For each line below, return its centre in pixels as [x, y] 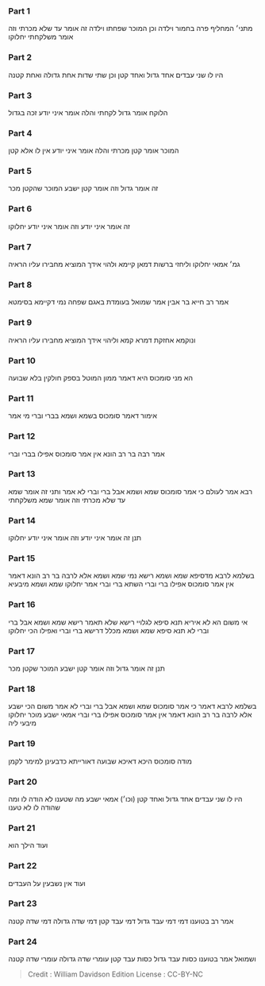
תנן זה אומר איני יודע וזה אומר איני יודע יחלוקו [75, 538]
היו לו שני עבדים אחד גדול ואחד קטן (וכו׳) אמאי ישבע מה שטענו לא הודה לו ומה [125, 798]
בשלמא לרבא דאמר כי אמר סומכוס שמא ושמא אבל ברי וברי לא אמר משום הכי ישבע [132, 706]
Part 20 [23, 782]
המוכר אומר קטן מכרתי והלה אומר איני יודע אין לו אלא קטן [94, 151]
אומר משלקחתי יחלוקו [41, 37]
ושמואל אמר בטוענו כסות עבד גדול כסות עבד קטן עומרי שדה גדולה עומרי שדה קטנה [132, 959]
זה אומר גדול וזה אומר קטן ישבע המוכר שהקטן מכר [83, 188]
